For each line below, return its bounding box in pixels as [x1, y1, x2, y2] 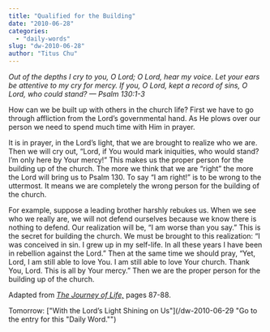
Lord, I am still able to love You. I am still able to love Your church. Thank [8, 257, 250, 266]
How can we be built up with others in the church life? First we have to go [8, 105, 254, 114]
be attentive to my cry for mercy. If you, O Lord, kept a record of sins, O [8, 80, 248, 90]
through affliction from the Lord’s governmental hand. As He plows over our [8, 114, 261, 123]
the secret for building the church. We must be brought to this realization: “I [8, 231, 261, 240]
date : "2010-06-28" [8, 19, 75, 28]
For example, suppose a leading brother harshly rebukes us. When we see [8, 205, 257, 215]
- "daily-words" [15, 34, 71, 43]
